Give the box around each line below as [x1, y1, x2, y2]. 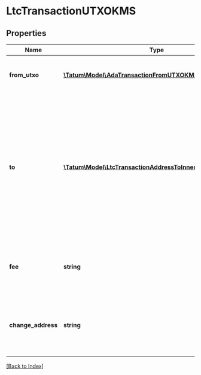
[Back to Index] [6, 362, 44, 370]
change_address [9, 321, 58, 329]
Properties [6, 28, 47, 38]
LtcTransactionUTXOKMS [6, 4, 136, 18]
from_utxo [9, 71, 39, 79]
